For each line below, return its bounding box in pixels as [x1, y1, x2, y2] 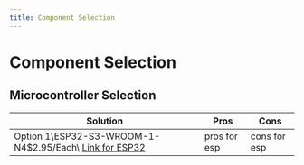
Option [14, 130, 43, 142]
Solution [86, 115, 124, 127]
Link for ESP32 [81, 141, 147, 153]
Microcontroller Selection [9, 87, 157, 104]
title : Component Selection [9, 13, 116, 23]
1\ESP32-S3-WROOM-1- [44, 130, 161, 142]
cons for [250, 130, 287, 142]
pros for [204, 130, 238, 142]
